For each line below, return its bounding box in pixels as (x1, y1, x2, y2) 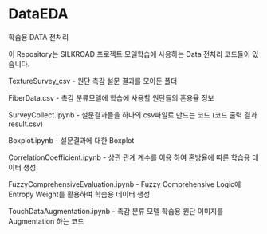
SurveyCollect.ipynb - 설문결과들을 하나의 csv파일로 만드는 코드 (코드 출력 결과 (8, 109, 257, 120)
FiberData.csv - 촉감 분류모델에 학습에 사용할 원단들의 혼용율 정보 (8, 93, 214, 102)
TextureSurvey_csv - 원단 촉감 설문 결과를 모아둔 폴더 (8, 76, 178, 85)
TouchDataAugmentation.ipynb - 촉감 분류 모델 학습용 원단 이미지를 (8, 206, 224, 216)
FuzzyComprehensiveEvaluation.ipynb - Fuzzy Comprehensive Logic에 (8, 179, 241, 188)
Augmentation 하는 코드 (8, 216, 84, 226)
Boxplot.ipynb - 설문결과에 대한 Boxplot (8, 135, 135, 145)
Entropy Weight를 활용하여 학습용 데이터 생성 (8, 189, 151, 199)
